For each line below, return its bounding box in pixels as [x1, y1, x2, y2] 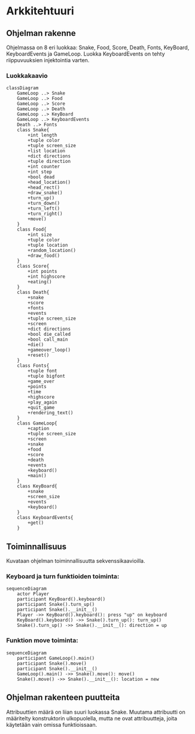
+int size [28, 232, 52, 238]
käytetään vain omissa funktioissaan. [6, 721, 97, 728]
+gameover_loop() [28, 347, 71, 353]
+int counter [28, 163, 60, 170]
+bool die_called [28, 331, 71, 338]
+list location [28, 148, 66, 154]
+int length [28, 132, 58, 138]
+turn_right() [28, 211, 63, 217]
